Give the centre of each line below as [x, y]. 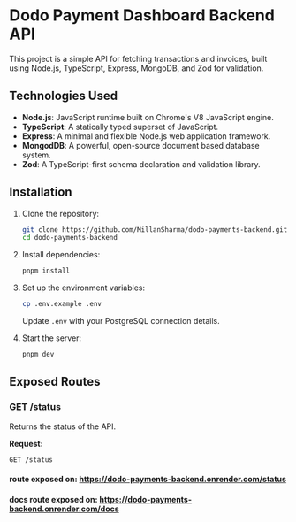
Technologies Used [63, 96]
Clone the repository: [61, 213]
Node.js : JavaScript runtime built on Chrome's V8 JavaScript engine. [148, 117]
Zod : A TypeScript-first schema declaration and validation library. [141, 164]
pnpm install [46, 271]
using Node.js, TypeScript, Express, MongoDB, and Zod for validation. [137, 68]
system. [36, 155]
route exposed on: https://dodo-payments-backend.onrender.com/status [148, 480]
